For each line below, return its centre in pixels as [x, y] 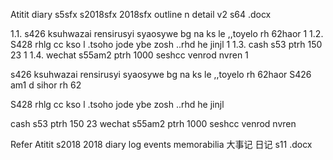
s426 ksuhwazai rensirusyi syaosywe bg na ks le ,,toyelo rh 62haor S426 [161, 74]
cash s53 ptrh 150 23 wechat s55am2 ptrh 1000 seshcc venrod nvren [153, 123]
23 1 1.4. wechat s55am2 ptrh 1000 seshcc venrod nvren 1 [129, 55]
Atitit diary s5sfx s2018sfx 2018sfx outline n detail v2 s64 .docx [141, 14]
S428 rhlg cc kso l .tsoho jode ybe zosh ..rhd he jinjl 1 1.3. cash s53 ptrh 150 [166, 44]
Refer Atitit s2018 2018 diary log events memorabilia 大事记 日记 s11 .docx [161, 144]
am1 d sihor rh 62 [46, 85]
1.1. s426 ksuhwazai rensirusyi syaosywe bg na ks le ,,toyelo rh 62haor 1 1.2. [167, 33]
